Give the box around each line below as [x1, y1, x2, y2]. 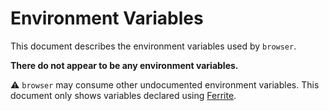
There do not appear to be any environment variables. [10, 59, 239, 71]
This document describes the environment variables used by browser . [10, 40, 297, 52]
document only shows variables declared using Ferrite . [10, 89, 237, 101]
